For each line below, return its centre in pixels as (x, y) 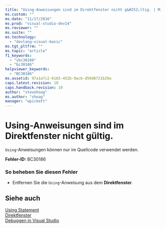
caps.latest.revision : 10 (32, 83)
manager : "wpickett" (26, 101)
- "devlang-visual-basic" (36, 42)
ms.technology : (21, 37)
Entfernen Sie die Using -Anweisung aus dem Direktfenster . (73, 183)
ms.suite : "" (19, 33)
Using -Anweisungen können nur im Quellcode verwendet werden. (72, 150)
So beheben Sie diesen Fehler (41, 172)
